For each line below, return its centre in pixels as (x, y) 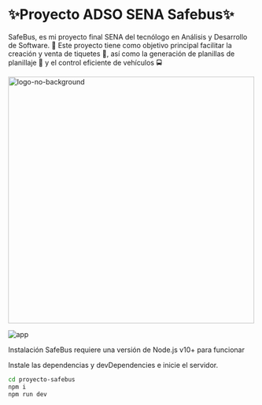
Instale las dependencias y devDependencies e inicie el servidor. (113, 365)
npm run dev (28, 394)
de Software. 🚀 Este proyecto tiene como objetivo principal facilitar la (120, 45)
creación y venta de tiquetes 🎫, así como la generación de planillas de (122, 54)
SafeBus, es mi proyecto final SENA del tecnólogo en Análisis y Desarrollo (128, 36)
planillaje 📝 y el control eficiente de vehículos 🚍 (85, 62)
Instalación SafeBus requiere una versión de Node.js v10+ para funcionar (127, 350)
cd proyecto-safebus (42, 379)
